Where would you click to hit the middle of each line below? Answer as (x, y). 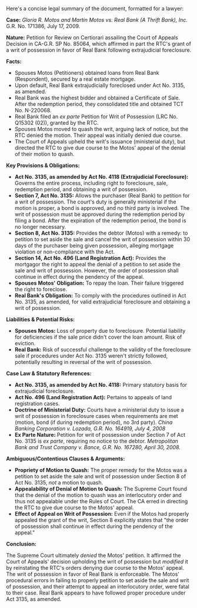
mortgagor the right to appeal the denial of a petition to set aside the (97, 264)
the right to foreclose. (41, 289)
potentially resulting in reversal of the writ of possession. (84, 362)
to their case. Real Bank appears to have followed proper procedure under (96, 593)
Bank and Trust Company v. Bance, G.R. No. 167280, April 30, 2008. (98, 447)
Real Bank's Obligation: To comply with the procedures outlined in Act (100, 295)
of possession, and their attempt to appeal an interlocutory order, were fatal (98, 587)
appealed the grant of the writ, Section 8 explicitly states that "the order (102, 520)
